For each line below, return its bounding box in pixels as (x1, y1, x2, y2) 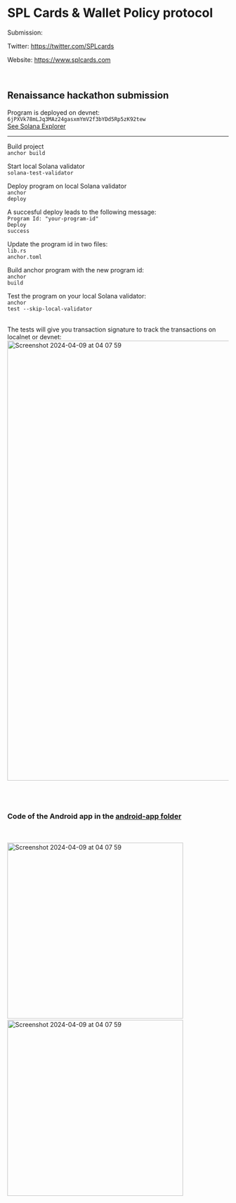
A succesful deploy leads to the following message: (7, 208, 157, 216)
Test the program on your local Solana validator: (7, 291, 146, 300)
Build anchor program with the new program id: (7, 265, 144, 274)
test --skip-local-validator (7, 305, 93, 313)
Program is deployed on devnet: (7, 108, 100, 117)
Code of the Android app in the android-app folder (7, 811, 182, 821)
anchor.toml (7, 253, 42, 260)
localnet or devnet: (7, 332, 62, 341)
